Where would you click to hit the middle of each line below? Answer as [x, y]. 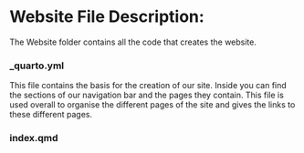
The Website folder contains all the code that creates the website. [133, 42]
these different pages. [51, 115]
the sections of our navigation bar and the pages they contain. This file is [147, 95]
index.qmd [34, 138]
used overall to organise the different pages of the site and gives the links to [152, 105]
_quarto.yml [37, 66]
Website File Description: [107, 17]
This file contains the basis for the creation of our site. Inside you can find [148, 86]
